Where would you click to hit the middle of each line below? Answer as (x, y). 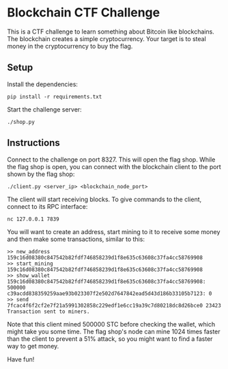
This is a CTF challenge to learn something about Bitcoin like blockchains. (111, 31)
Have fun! (21, 359)
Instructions (33, 143)
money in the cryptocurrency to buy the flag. (70, 46)
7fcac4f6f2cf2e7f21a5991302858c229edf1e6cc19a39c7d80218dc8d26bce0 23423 (114, 305)
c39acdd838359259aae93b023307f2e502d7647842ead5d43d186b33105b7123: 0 (110, 293)
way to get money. (33, 346)
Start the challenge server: (44, 109)
